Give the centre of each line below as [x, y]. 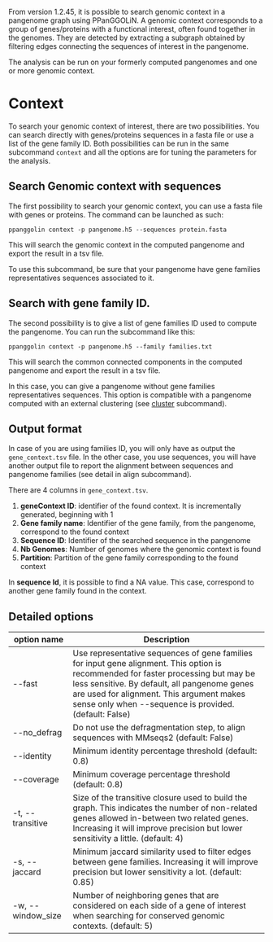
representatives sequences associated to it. [81, 278]
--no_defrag [37, 733]
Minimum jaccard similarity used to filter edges [162, 852]
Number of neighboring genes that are [146, 896]
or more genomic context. [52, 71]
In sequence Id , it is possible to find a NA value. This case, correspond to [131, 582]
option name [39, 640]
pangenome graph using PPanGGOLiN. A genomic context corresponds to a [136, 20]
